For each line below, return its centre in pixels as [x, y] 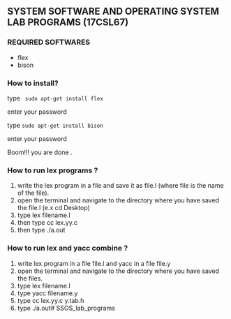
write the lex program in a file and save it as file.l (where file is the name [121, 186]
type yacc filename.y [47, 293]
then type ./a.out [41, 230]
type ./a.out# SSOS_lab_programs [66, 308]
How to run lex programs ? [53, 170]
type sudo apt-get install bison [55, 125]
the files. [30, 278]
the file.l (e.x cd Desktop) [54, 208]
